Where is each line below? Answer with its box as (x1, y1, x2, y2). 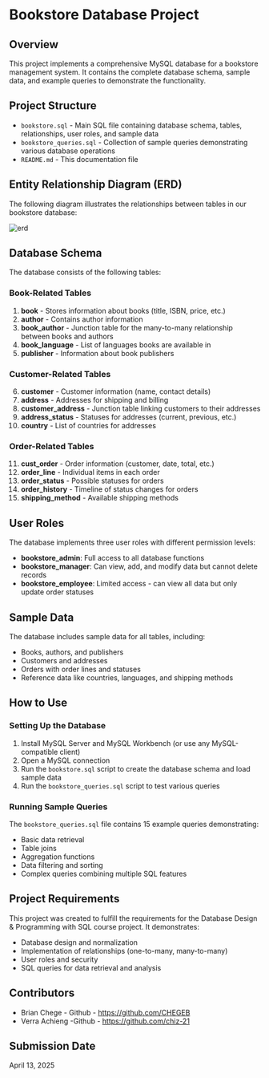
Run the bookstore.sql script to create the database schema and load (20, 764, 251, 773)
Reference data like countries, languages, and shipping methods (20, 672, 234, 683)
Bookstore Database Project (9, 6, 199, 24)
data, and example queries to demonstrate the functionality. (9, 76, 207, 85)
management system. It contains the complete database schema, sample (9, 67, 251, 77)
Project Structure (9, 99, 97, 113)
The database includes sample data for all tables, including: (9, 631, 206, 641)
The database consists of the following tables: (9, 267, 162, 278)
